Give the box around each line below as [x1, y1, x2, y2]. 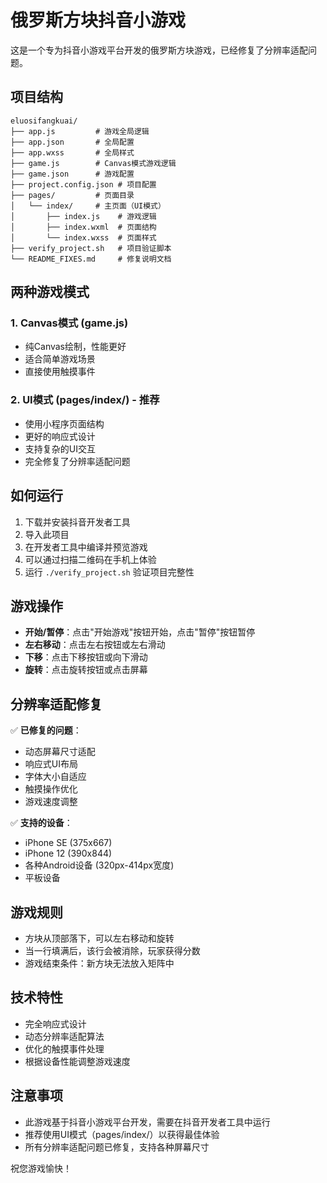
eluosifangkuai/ [10, 116, 78, 126]
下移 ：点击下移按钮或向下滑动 [24, 651, 148, 663]
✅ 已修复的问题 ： [10, 724, 82, 736]
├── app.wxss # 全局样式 [10, 147, 135, 158]
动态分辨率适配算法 [24, 1030, 105, 1042]
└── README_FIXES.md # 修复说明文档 [10, 254, 172, 264]
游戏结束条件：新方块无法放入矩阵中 [24, 957, 175, 969]
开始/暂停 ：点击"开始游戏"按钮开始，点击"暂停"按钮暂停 [24, 626, 256, 638]
